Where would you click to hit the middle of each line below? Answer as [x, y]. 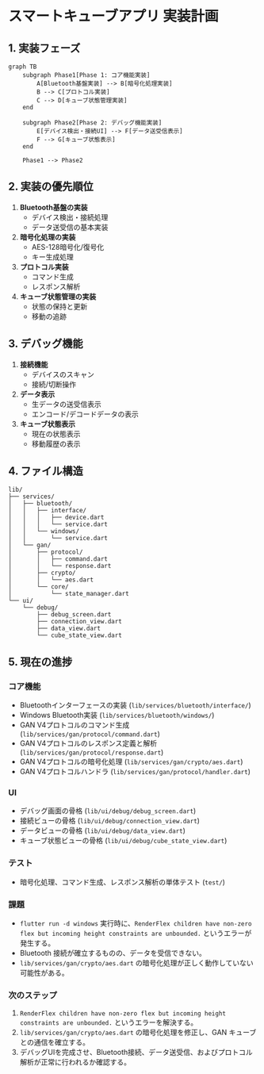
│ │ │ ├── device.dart [56, 518]
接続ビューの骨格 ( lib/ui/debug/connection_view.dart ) [110, 821]
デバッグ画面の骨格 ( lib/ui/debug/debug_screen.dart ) [108, 811]
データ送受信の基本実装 [70, 227]
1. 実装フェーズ [44, 48]
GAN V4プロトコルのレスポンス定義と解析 [88, 743]
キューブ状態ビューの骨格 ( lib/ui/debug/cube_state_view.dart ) [123, 841]
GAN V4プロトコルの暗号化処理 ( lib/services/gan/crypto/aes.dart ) [131, 761]
